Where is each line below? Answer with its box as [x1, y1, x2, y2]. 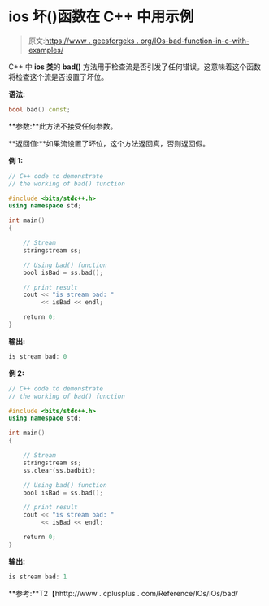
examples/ [28, 45, 63, 54]
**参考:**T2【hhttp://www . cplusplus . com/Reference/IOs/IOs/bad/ [8, 588, 238, 598]
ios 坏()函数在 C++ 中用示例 [8, 7, 194, 26]
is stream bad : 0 [8, 352, 67, 360]
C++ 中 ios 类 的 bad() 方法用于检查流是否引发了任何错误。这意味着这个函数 [8, 62, 262, 72]
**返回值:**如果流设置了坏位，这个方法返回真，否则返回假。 [8, 138, 210, 148]
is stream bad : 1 [8, 573, 67, 581]
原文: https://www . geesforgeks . [28, 36, 139, 46]
